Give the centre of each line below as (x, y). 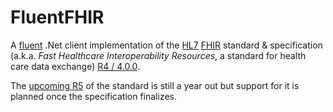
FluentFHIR (57, 17)
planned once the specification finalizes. (94, 96)
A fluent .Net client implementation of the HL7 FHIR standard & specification (166, 45)
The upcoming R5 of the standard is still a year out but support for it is (155, 85)
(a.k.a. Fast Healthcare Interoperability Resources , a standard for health (158, 55)
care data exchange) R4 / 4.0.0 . (75, 66)
